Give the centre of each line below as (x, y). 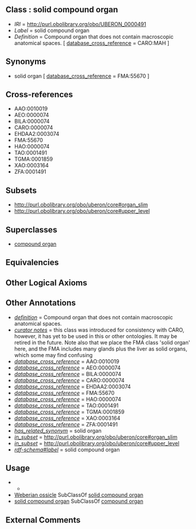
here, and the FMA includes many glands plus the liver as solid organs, (101, 349)
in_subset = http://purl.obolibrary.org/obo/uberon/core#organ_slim (96, 437)
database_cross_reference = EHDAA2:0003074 (72, 386)
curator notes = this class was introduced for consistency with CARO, (99, 330)
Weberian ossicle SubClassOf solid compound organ (79, 495)
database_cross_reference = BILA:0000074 (68, 374)
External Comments (43, 520)
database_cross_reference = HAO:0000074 (68, 399)
